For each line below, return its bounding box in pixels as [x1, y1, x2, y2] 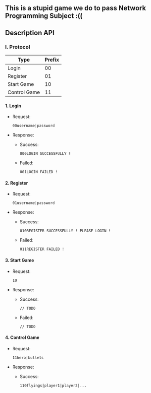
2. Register [5, 180, 28, 186]
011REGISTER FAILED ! [19, 247, 64, 252]
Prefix [44, 57, 59, 64]
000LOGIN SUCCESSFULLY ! [19, 151, 71, 156]
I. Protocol [5, 43, 31, 50]
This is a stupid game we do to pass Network [5, 4, 146, 12]
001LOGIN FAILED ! [19, 170, 58, 175]
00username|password [12, 124, 55, 129]
